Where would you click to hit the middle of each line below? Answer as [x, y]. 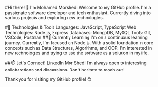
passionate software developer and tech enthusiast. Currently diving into [78, 13]
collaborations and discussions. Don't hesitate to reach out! [64, 70]
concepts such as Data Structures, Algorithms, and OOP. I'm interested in [79, 48]
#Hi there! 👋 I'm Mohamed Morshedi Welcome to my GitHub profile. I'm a [78, 8]
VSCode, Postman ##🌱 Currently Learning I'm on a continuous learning [77, 37]
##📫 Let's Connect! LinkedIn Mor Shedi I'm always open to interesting [76, 63]
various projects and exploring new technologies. [54, 18]
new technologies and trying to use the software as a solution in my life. [77, 53]
